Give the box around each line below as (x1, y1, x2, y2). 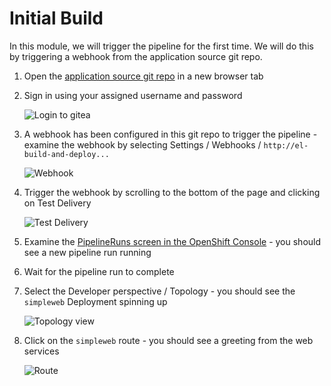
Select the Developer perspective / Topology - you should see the (23, 285, 296, 297)
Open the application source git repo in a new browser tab (23, 70, 264, 82)
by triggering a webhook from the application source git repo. (9, 50, 263, 62)
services (23, 345, 60, 357)
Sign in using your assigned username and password (23, 89, 243, 101)
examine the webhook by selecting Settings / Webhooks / (23, 138, 262, 151)
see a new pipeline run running (23, 246, 152, 258)
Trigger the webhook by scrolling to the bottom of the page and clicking (23, 186, 321, 198)
